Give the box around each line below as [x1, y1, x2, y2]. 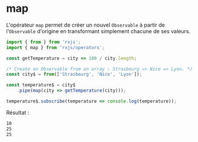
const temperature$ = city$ [6, 82, 76, 88]
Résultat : [6, 109, 30, 116]
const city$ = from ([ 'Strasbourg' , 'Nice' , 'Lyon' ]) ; [6, 72, 143, 78]
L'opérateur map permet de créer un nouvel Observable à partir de [6, 21, 165, 28]
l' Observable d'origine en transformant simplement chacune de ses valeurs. [6, 27, 191, 34]
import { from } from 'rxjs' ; [6, 39, 81, 45]
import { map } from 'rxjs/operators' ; [6, 44, 105, 50]
